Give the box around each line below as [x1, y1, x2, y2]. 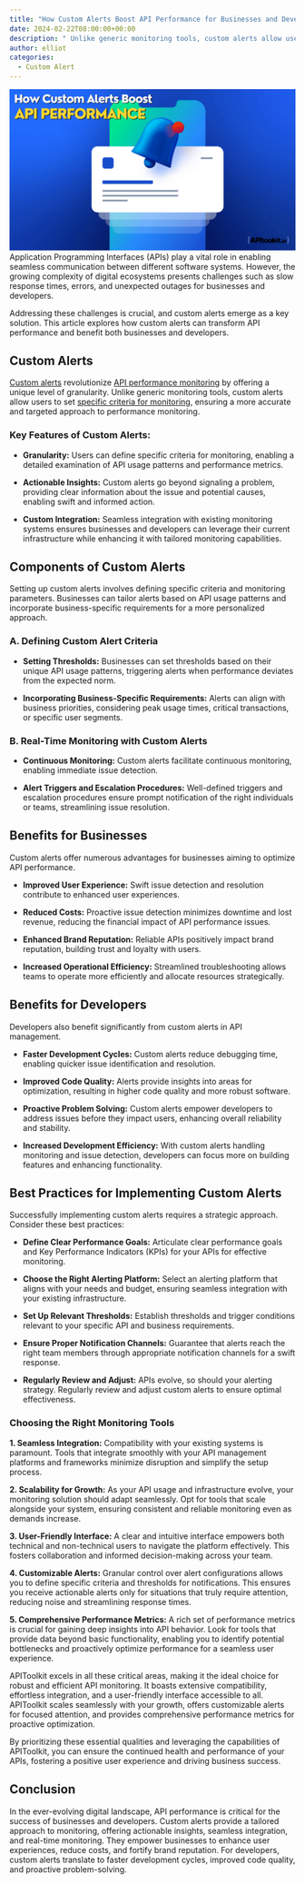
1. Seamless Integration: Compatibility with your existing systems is [9, 1437, 264, 1448]
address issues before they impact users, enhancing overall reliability [22, 1113, 282, 1124]
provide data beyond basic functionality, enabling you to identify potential [9, 1633, 284, 1644]
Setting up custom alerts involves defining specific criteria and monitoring [9, 583, 286, 594]
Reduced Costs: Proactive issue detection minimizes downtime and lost [22, 907, 292, 917]
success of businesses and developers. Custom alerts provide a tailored [9, 1815, 280, 1826]
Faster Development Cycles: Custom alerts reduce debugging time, [22, 1048, 279, 1059]
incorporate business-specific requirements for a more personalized [9, 602, 265, 613]
